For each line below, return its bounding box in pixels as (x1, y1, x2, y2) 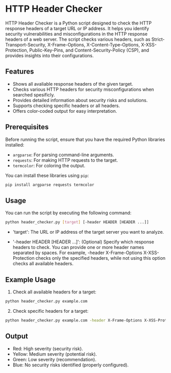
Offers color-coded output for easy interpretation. (12, 108, 117, 114)
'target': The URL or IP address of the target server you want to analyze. (12, 229, 164, 235)
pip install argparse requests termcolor (5, 182, 95, 187)
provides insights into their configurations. (5, 52, 94, 59)
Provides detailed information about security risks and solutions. (12, 97, 148, 103)
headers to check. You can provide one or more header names (12, 244, 144, 251)
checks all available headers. (12, 261, 74, 267)
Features (5, 67, 34, 76)
